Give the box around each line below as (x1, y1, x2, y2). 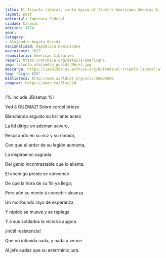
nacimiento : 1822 (5, 48, 41, 53)
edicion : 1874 (5, 26, 35, 31)
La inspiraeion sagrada (5, 151, 52, 157)
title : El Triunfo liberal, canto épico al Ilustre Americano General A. (5, 7, 161, 12)
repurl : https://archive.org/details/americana (5, 58, 105, 63)
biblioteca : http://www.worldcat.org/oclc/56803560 (5, 76, 114, 81)
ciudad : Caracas (5, 21, 39, 26)
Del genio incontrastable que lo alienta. (5, 161, 85, 167)
